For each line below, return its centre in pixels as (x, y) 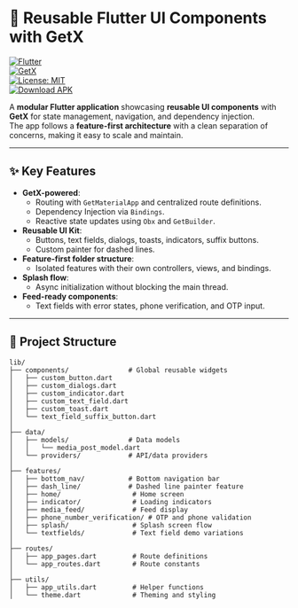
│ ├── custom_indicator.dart (67, 394)
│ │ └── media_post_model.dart (75, 448)
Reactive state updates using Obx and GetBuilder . (125, 221)
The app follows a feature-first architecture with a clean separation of (139, 125)
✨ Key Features (52, 171)
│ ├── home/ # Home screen (97, 494)
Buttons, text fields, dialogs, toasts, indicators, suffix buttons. (147, 239)
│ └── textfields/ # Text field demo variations (126, 533)
